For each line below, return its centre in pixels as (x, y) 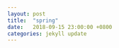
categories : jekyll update (47, 34)
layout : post (27, 14)
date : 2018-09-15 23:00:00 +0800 (60, 27)
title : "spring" (33, 20)
